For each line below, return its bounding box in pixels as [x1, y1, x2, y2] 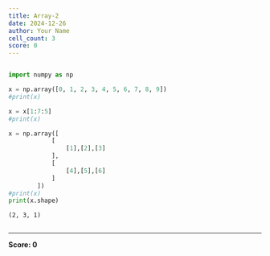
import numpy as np [8, 71, 74, 79]
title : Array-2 [8, 11, 59, 20]
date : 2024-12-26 [8, 19, 67, 27]
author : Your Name [8, 27, 70, 35]
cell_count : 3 [8, 34, 56, 43]
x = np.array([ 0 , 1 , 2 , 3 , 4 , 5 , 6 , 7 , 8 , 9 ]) [8, 85, 167, 93]
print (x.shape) [8, 196, 59, 205]
